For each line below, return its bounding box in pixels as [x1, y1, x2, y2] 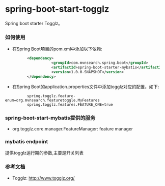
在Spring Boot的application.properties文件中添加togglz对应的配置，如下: [12, 84, 159, 90]
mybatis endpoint [5, 138, 48, 145]
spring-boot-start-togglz [5, 3, 110, 15]
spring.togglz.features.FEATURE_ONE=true [27, 102, 113, 107]
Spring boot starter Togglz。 [5, 20, 63, 26]
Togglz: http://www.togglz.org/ [12, 175, 75, 181]
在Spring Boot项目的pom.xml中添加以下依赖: [12, 46, 103, 52]
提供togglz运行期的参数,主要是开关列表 [5, 150, 84, 156]
